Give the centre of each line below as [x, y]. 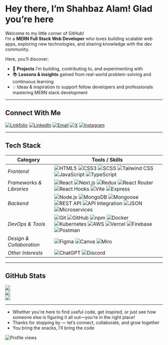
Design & [18, 238]
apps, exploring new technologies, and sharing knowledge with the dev [79, 44]
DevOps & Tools [27, 224]
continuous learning [33, 81]
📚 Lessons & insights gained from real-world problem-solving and [82, 74]
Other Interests [25, 253]
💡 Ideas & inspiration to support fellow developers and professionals [83, 87]
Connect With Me [33, 113]
